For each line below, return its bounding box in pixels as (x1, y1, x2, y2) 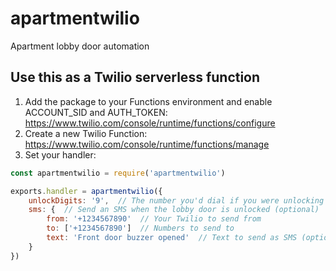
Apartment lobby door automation (10, 40, 150, 52)
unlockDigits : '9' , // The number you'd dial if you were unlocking (28, 195, 325, 206)
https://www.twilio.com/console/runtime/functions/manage (24, 138, 270, 150)
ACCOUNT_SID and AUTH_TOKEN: (24, 106, 168, 118)
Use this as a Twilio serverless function (10, 69, 261, 86)
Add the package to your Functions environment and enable (24, 95, 273, 107)
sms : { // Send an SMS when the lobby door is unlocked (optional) (28, 205, 320, 215)
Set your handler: (24, 148, 97, 161)
